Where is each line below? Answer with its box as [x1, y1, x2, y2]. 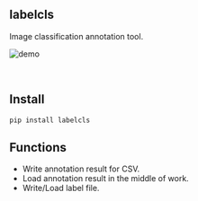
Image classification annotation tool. [9, 31, 144, 41]
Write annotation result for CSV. [22, 163, 140, 174]
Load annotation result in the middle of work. [22, 173, 189, 184]
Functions [9, 140, 67, 155]
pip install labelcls [9, 116, 91, 125]
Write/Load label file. [22, 183, 100, 194]
